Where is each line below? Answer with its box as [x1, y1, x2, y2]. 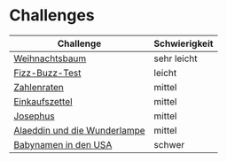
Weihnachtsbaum [13, 52, 87, 65]
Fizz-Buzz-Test [13, 66, 82, 79]
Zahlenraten [13, 81, 65, 93]
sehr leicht [153, 52, 198, 65]
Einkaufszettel [13, 95, 73, 107]
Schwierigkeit [153, 37, 214, 50]
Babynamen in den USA [13, 138, 113, 150]
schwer [153, 138, 185, 150]
